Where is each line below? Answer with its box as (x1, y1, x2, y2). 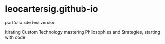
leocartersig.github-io (5, 3, 98, 15)
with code (5, 34, 26, 40)
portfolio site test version (5, 20, 56, 25)
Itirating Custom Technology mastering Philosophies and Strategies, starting (5, 29, 161, 35)
